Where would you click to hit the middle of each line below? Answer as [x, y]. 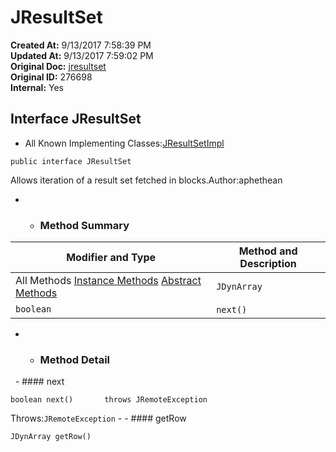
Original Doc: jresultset [58, 66]
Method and [268, 251]
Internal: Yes [37, 87]
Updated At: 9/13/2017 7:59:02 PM [82, 55]
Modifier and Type [111, 258]
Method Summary [84, 225]
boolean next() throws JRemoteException [109, 400]
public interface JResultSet [71, 161]
